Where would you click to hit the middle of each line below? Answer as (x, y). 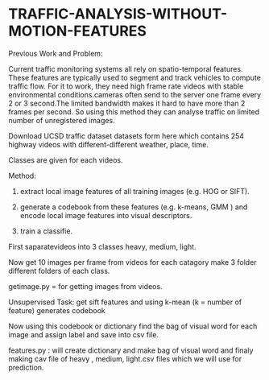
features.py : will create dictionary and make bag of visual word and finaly (131, 350)
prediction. (26, 367)
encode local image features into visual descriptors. (106, 215)
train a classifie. (46, 231)
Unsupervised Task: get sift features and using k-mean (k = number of (125, 302)
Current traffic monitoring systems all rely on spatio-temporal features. (126, 68)
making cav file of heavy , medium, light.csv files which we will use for (125, 358)
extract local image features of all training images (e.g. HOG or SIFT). (134, 191)
